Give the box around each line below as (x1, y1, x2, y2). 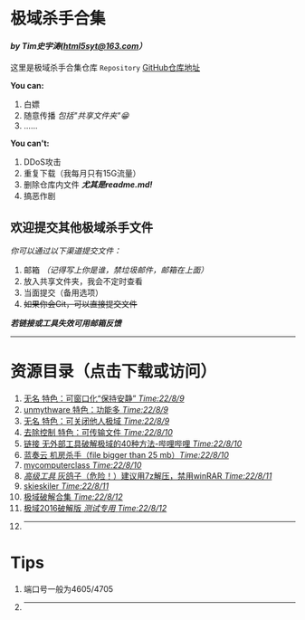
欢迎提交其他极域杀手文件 (10, 219, 153, 235)
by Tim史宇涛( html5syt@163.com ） (10, 40, 148, 51)
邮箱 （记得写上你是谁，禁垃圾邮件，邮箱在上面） (23, 264, 209, 276)
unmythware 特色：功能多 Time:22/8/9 (23, 405, 169, 415)
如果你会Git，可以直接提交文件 (23, 299, 138, 310)
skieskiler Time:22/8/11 (23, 481, 110, 491)
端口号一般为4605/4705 (23, 584, 114, 595)
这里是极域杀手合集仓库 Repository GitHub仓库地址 (10, 62, 201, 73)
